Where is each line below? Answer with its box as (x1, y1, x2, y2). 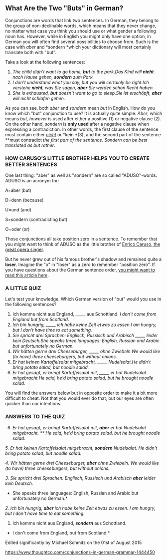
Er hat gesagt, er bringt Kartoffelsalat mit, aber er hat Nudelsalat (12, 424, 146, 430)
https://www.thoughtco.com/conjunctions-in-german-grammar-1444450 (5, 549, 156, 555)
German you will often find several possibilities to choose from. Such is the (5, 39, 159, 45)
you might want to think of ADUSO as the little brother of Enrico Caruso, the (5, 241, 161, 247)
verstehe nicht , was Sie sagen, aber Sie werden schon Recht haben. (12, 85, 154, 91)
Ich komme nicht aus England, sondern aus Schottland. (12, 520, 127, 526)
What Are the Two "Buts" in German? (5, 4, 124, 13)
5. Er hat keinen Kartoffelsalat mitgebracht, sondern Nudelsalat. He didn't (5, 445, 158, 451)
